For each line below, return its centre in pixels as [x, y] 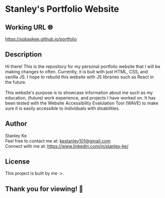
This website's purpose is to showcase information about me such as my [79, 93]
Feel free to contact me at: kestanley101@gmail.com [58, 141]
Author [16, 124]
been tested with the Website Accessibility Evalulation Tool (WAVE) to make [82, 103]
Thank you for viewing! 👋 [44, 189]
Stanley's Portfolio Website [62, 9]
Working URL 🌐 [29, 27]
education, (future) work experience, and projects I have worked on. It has [81, 98]
